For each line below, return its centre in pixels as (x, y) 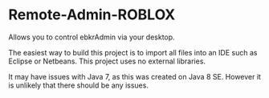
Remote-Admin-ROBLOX (92, 15)
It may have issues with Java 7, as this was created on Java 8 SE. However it (134, 76)
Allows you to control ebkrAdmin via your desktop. (92, 37)
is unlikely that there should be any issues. (78, 85)
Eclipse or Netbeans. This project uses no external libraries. (107, 61)
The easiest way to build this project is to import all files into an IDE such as (133, 52)
